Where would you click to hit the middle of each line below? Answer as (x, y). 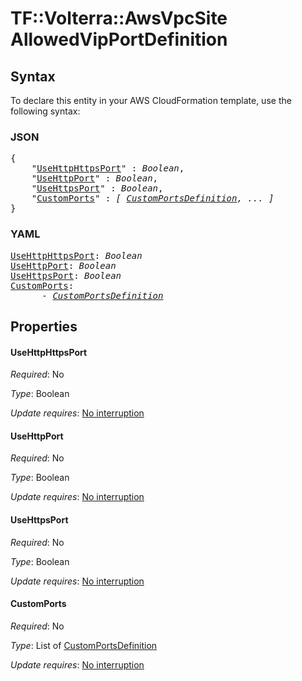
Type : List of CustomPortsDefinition (84, 645)
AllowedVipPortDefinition (119, 39)
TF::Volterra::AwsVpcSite (119, 18)
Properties (44, 326)
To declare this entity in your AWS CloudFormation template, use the (151, 100)
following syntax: (45, 111)
